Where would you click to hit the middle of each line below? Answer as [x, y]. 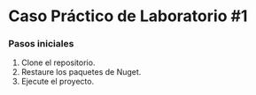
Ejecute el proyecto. [58, 82]
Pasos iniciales [41, 44]
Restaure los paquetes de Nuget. [81, 72]
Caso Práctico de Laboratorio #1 [128, 16]
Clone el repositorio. [58, 62]
